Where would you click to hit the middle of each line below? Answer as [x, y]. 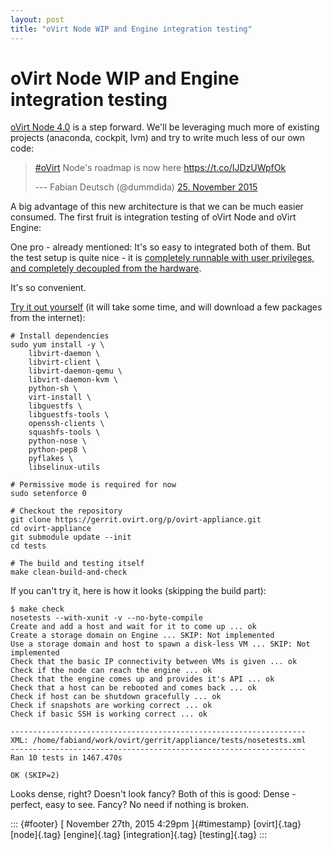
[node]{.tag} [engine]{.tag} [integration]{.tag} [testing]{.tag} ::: [139, 835]
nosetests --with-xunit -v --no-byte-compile [106, 618]
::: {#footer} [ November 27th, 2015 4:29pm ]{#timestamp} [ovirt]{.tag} [156, 824]
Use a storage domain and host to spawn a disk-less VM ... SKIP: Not [160, 644]
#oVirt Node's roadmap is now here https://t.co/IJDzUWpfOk [160, 168]
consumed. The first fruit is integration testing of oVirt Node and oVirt [153, 217]
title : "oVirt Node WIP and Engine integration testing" [131, 29]
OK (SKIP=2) [35, 776]
